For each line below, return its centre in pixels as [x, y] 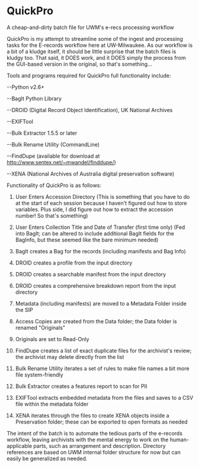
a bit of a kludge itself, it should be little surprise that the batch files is [92, 51]
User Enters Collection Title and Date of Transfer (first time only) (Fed [100, 227]
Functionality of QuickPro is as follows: [54, 185]
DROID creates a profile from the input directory [74, 263]
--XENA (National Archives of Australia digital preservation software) [90, 174]
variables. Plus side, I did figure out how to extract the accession [94, 209]
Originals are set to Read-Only [52, 339]
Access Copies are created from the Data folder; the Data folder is [96, 321]
